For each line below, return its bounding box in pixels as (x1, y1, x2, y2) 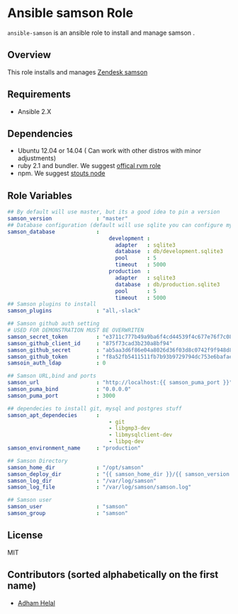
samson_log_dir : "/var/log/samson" (7, 477, 157, 484)
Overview (7, 49, 52, 61)
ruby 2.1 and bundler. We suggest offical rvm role (17, 162, 161, 170)
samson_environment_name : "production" (7, 445, 141, 452)
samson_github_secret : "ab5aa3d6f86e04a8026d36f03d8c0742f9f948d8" (7, 346, 236, 354)
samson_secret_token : (7, 333, 100, 340)
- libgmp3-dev (108, 425, 151, 432)
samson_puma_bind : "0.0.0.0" (7, 386, 132, 393)
